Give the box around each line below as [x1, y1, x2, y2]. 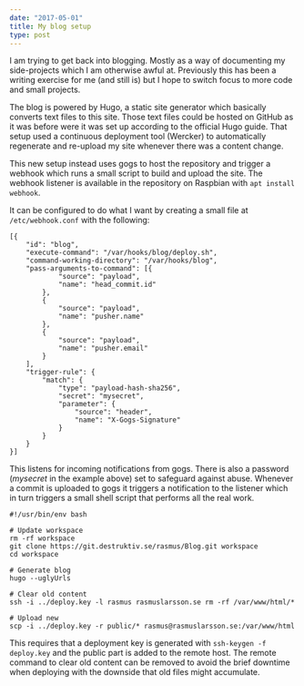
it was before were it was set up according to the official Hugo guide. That [9, 121, 288, 132]
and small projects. [9, 84, 81, 96]
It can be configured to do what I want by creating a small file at [9, 205, 248, 216]
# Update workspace [9, 526, 84, 536]
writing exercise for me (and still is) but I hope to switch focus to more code [9, 75, 293, 86]
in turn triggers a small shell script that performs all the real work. [9, 493, 255, 504]
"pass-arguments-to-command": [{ [25, 264, 153, 273]
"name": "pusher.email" [57, 343, 148, 353]
